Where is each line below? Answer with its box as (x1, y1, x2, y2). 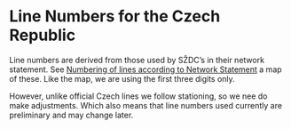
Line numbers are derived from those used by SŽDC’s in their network (9, 54, 264, 65)
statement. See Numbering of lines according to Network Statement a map (9, 64, 282, 75)
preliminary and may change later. (9, 109, 134, 120)
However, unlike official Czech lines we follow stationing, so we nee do (9, 91, 268, 101)
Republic (9, 25, 76, 45)
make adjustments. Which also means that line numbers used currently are (9, 100, 282, 110)
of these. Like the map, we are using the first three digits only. (9, 73, 235, 84)
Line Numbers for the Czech (9, 6, 221, 27)
